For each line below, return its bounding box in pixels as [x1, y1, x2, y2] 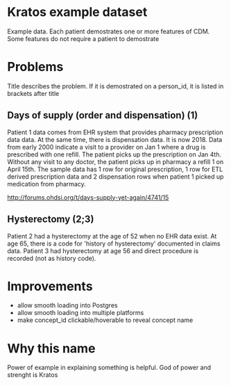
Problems [7, 59, 64, 75]
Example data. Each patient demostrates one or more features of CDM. [7, 27, 210, 35]
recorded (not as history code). [7, 254, 96, 262]
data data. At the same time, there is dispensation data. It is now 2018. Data [7, 135, 223, 143]
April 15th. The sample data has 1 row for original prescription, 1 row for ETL [7, 165, 223, 173]
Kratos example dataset [7, 4, 148, 20]
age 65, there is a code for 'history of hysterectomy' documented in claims [7, 239, 221, 248]
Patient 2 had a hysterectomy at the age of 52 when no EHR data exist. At [7, 232, 217, 240]
